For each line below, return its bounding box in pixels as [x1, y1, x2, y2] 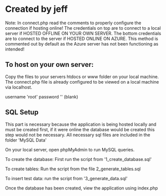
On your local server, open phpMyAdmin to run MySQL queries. [5, 147, 135, 152]
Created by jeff [5, 3, 68, 15]
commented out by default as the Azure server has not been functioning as [5, 41, 159, 47]
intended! [5, 46, 25, 52]
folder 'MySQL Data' [5, 137, 47, 143]
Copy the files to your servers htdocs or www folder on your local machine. [5, 73, 159, 80]
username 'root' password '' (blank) [5, 94, 78, 99]
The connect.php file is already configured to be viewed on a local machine [5, 79, 160, 85]
